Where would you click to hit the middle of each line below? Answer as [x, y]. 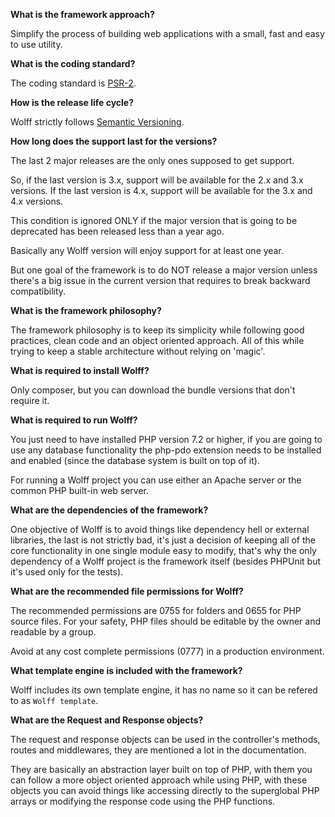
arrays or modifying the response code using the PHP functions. [143, 801]
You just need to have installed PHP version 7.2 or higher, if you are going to [166, 439]
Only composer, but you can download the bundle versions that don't [153, 390]
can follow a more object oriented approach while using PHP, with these [159, 780]
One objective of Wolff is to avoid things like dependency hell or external [160, 529]
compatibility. [38, 291]
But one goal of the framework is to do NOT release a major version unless [164, 270]
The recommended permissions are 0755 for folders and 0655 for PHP [156, 610]
